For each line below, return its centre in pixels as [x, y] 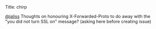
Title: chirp [16, 7]
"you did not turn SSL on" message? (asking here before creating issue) [78, 22]
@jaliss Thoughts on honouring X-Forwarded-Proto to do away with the [78, 16]
